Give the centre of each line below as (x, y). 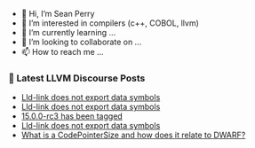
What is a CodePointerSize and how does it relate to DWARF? (133, 135)
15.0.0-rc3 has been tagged (72, 116)
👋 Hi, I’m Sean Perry (58, 14)
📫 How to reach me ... (62, 52)
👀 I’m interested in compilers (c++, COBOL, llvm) (110, 23)
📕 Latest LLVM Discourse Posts (77, 78)
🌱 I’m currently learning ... (68, 32)
